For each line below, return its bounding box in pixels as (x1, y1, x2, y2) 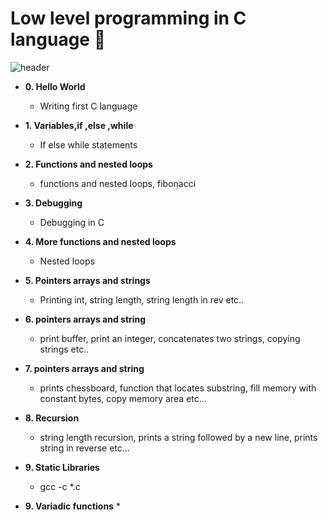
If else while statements (39, 138, 138, 151)
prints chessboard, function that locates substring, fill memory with (39, 382, 317, 394)
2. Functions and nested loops (24, 158, 153, 170)
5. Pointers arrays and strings (24, 274, 151, 286)
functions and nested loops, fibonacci (39, 177, 197, 189)
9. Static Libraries (24, 461, 100, 473)
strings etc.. (39, 343, 90, 355)
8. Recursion (24, 412, 80, 424)
